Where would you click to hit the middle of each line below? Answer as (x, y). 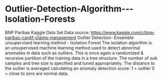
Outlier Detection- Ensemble (105, 38)
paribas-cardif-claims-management (41, 38)
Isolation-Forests (40, 19)
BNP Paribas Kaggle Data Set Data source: (47, 32)
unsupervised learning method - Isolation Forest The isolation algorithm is (79, 42)
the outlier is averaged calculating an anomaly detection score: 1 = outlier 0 (80, 68)
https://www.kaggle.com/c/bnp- (123, 32)
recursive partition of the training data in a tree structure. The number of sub (81, 58)
